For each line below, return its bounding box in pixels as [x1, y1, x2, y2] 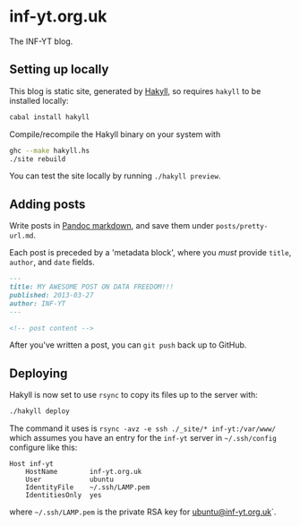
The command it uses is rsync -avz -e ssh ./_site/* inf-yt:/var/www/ [9, 423, 276, 434]
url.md [9, 231, 34, 241]
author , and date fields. [9, 257, 96, 268]
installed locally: [9, 95, 69, 106]
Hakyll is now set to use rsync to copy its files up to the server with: [9, 390, 258, 401]
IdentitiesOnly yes [25, 491, 102, 500]
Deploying [9, 366, 68, 381]
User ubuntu [25, 475, 115, 485]
